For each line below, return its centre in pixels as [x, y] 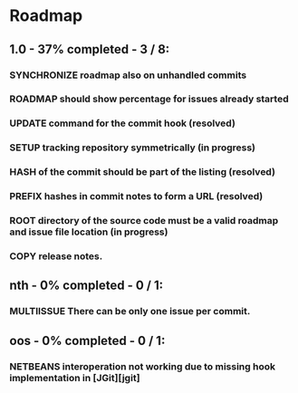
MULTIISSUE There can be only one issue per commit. [130, 312]
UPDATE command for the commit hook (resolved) [122, 123]
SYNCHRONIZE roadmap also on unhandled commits [128, 75]
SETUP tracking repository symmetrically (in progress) [133, 148]
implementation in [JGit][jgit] [75, 378]
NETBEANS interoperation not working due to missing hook [143, 366]
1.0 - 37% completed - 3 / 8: [90, 49]
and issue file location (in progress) [89, 232]
